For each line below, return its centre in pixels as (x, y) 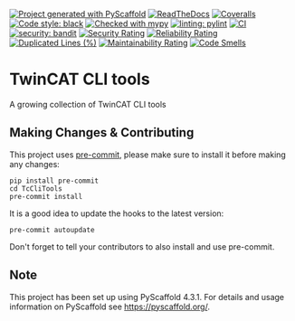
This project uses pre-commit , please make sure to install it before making (148, 155)
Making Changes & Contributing (102, 132)
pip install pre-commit (54, 181)
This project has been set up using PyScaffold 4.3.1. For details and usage (147, 297)
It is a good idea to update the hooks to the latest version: (117, 213)
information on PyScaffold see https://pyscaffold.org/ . (110, 307)
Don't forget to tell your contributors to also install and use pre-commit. (142, 246)
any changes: (35, 164)
